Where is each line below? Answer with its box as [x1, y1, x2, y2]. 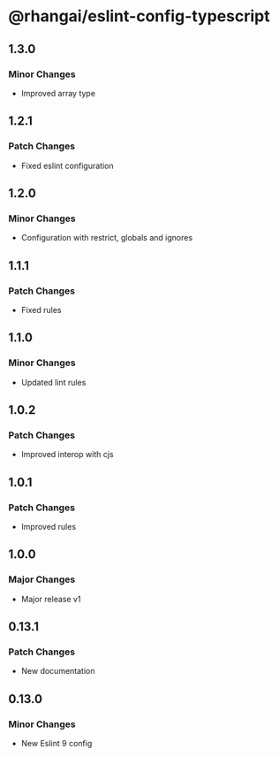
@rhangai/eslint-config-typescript [8, 6, 270, 27]
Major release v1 [20, 593, 81, 604]
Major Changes [8, 573, 76, 585]
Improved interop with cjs [20, 449, 114, 460]
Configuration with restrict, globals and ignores [20, 233, 193, 243]
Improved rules [20, 522, 77, 531]
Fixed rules [20, 304, 62, 315]
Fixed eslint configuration [20, 160, 114, 171]
